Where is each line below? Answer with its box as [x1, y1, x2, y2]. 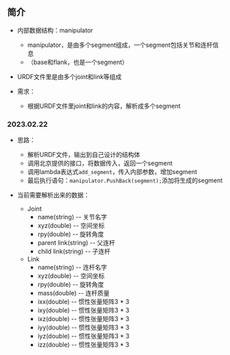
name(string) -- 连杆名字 [37, 263, 108, 272]
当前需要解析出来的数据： [16, 191, 90, 200]
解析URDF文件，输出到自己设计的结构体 [27, 151, 141, 159]
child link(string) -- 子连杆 [37, 247, 111, 256]
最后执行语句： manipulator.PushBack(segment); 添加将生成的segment [27, 176, 223, 184]
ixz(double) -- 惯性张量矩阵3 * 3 [37, 315, 130, 323]
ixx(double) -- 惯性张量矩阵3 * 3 [37, 298, 130, 306]
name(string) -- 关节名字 [37, 213, 108, 222]
